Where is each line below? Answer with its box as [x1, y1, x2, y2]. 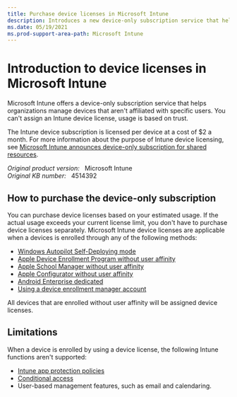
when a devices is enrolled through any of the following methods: [7, 234, 197, 241]
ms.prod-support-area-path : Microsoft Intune [7, 30, 143, 38]
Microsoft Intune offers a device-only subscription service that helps [7, 99, 207, 108]
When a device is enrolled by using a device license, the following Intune [7, 345, 219, 354]
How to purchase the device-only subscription [7, 192, 217, 204]
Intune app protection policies [17, 366, 104, 375]
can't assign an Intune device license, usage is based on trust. [7, 114, 188, 122]
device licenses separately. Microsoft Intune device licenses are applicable [7, 226, 226, 234]
